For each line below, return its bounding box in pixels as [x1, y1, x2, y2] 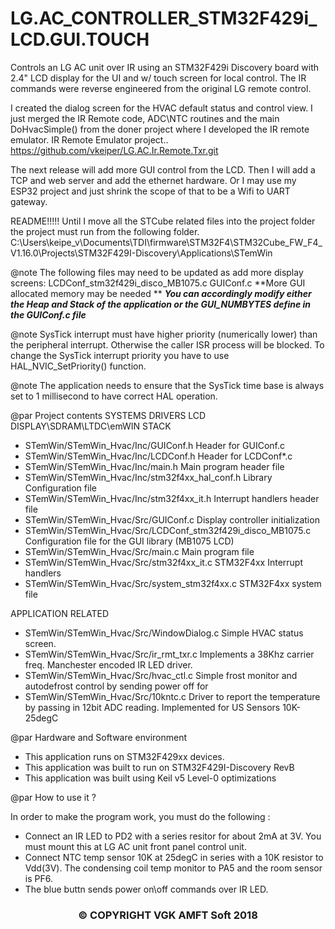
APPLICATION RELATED [10, 607, 109, 619]
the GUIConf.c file [10, 308, 87, 321]
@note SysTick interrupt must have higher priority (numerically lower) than [10, 328, 318, 340]
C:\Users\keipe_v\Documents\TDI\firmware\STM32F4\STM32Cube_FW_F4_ [10, 236, 323, 248]
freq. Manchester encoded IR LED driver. [24, 658, 193, 671]
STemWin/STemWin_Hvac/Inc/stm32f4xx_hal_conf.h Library [24, 471, 273, 483]
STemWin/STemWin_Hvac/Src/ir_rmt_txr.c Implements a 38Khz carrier [24, 648, 315, 660]
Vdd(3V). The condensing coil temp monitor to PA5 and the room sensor [24, 862, 323, 874]
